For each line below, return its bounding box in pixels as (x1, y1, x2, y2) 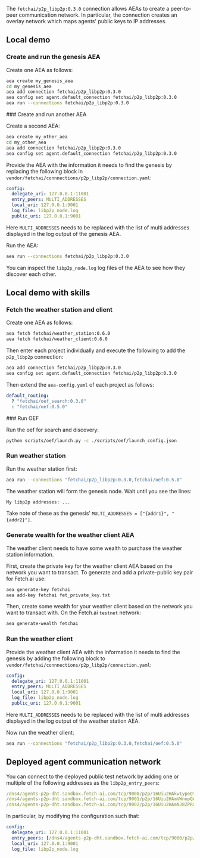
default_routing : (6, 393, 49, 399)
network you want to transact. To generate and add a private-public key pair (6, 568, 193, 576)
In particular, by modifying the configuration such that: (6, 813, 140, 820)
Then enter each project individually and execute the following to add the (6, 347, 186, 354)
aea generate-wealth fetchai (6, 621, 79, 627)
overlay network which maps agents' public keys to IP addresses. (6, 18, 167, 24)
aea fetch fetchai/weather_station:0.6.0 (6, 331, 111, 337)
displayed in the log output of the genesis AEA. (6, 230, 121, 237)
